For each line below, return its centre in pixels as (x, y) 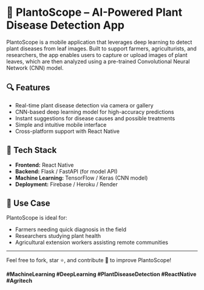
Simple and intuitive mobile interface (61, 124)
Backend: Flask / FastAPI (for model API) (66, 171)
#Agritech (19, 281)
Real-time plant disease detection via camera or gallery (84, 105)
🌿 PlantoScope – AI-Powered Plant (94, 12)
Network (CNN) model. (35, 68)
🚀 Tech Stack (32, 150)
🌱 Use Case (28, 203)
